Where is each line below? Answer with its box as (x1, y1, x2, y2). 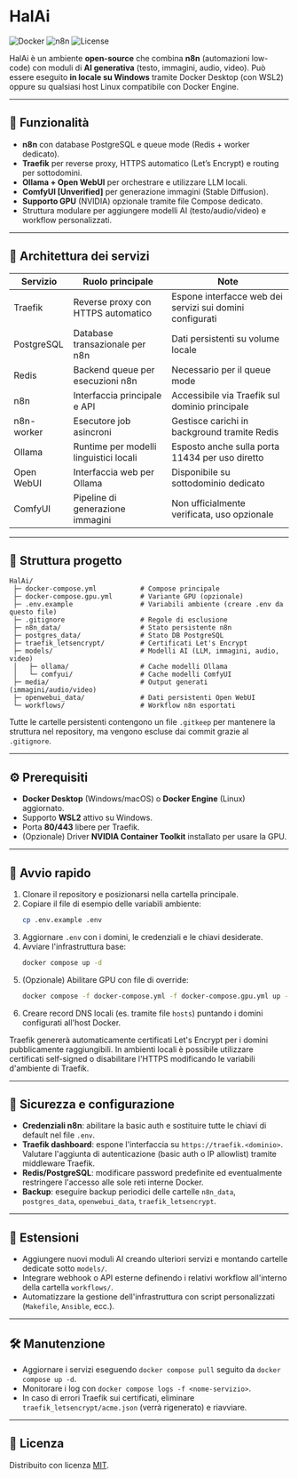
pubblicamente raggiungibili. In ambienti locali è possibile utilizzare (9, 1043, 255, 1055)
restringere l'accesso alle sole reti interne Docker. (21, 1177, 204, 1188)
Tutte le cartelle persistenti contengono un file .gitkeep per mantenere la (9, 717, 276, 727)
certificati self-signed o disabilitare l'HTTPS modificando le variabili (9, 1053, 255, 1064)
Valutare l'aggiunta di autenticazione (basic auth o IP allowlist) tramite (21, 1149, 278, 1160)
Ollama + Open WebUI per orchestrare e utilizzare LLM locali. (21, 176, 248, 188)
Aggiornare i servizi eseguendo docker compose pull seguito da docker (21, 1364, 281, 1375)
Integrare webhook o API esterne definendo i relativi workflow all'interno (21, 1273, 287, 1283)
